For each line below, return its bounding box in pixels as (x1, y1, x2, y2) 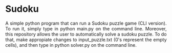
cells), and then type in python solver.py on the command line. (5, 42, 137, 48)
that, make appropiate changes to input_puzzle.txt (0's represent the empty (5, 37, 167, 43)
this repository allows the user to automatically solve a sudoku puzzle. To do (5, 31, 167, 37)
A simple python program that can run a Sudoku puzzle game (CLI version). (5, 20, 167, 26)
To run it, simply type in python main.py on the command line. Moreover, (5, 25, 167, 31)
